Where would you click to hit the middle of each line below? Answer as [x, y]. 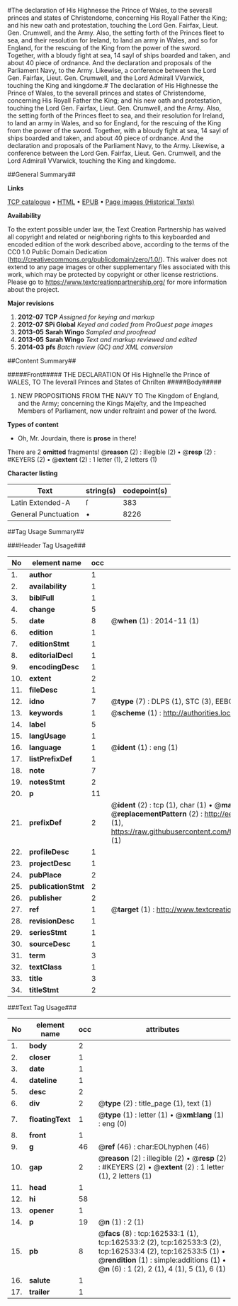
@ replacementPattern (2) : [157, 814]
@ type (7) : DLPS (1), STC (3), [162, 702]
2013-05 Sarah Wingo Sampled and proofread [86, 332]
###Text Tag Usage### [42, 1007]
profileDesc [49, 852]
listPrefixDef [51, 759]
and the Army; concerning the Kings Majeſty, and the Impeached [112, 403]
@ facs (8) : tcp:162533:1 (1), [148, 1233]
